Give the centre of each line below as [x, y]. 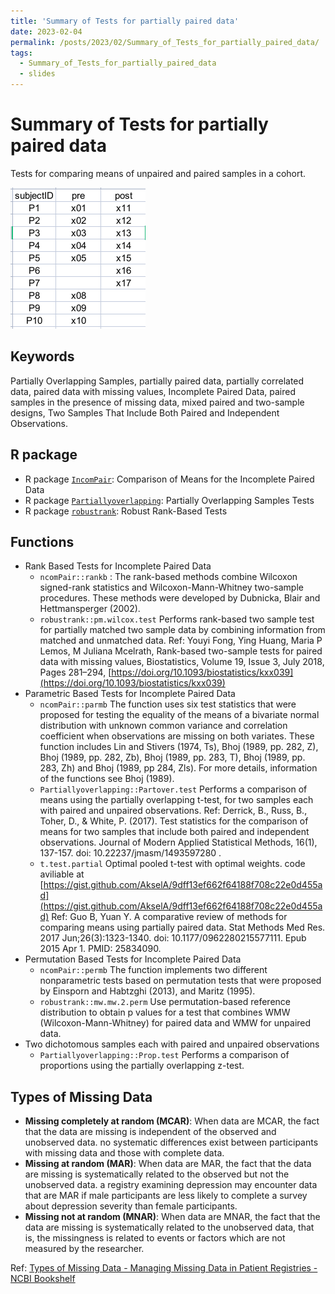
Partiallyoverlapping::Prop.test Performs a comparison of [164, 1055]
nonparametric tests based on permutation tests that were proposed [180, 981]
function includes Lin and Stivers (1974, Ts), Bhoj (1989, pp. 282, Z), [179, 747]
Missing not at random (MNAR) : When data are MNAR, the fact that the [172, 1217]
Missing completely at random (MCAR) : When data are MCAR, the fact [172, 1121]
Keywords [42, 356]
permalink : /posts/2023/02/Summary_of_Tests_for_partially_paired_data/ [165, 42]
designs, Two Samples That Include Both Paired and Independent [145, 412]
